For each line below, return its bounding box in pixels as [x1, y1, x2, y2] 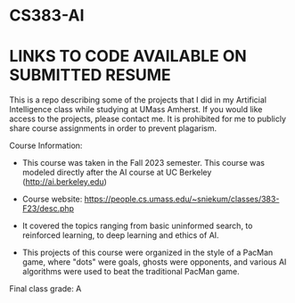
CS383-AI [9, 5, 85, 26]
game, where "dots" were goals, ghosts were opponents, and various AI [21, 257, 287, 267]
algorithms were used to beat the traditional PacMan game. [21, 266, 241, 277]
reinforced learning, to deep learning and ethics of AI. [21, 230, 220, 241]
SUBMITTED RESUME [9, 65, 171, 86]
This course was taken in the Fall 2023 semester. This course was [21, 158, 266, 168]
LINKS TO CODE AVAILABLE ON [9, 46, 247, 67]
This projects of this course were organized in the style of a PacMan [21, 247, 274, 258]
